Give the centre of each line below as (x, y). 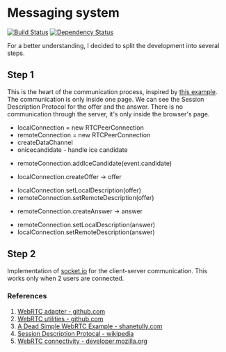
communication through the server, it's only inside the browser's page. (108, 114)
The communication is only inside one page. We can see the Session (106, 99)
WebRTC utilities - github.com (60, 319)
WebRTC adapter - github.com (61, 311)
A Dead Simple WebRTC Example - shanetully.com (90, 326)
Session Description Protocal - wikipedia (75, 333)
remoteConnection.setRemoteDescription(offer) (86, 197)
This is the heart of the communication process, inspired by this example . (112, 91)
